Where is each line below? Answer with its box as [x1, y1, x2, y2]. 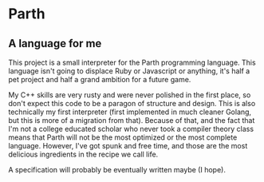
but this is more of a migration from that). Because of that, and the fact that [8, 116, 255, 125]
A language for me [8, 37, 102, 50]
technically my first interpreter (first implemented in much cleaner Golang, [8, 107, 252, 117]
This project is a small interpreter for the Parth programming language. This [8, 57, 257, 67]
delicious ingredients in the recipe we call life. [8, 149, 159, 159]
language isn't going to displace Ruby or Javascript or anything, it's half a [8, 66, 250, 76]
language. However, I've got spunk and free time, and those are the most [8, 141, 248, 150]
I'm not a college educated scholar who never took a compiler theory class [8, 125, 254, 133]
